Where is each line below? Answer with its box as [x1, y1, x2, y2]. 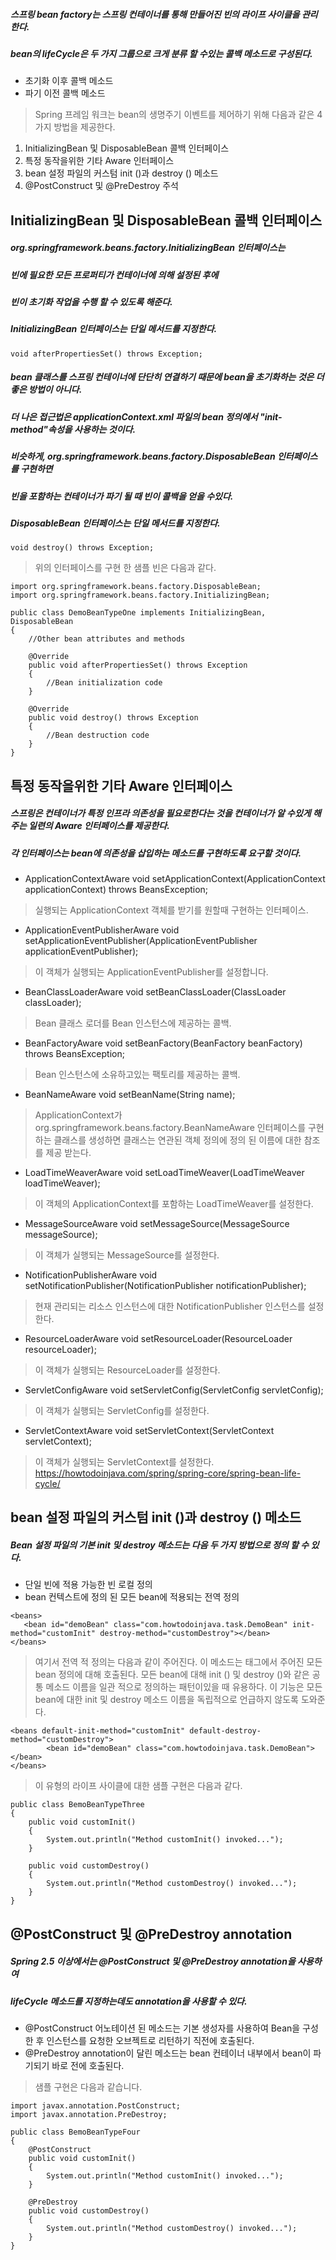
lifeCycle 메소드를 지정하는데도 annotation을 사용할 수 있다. [10, 1995, 248, 2007]
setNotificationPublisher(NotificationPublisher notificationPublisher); [24, 1280, 307, 1292]
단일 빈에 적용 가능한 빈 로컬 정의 [24, 1579, 153, 1591]
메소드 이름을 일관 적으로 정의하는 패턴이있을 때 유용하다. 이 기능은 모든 [45, 1681, 323, 1693]
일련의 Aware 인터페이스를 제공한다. [28, 820, 170, 832]
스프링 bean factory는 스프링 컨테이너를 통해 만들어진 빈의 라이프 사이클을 [10, 8, 300, 20]
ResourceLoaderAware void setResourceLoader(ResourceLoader [24, 1333, 293, 1345]
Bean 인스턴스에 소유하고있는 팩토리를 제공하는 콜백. [34, 1069, 241, 1081]
